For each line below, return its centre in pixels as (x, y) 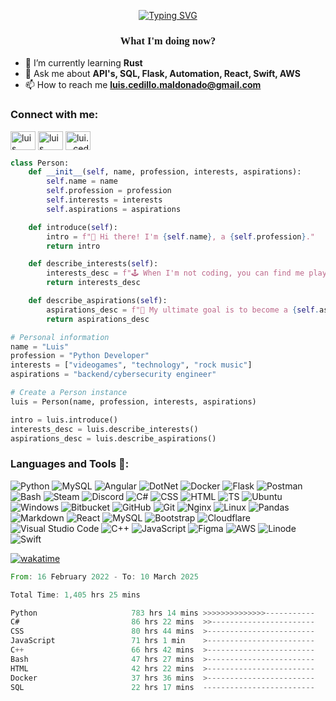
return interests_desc (93, 283)
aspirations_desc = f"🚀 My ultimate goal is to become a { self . (183, 310)
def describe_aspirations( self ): (98, 301)
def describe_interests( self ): (93, 264)
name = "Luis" (40, 346)
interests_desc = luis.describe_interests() (104, 429)
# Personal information (60, 337)
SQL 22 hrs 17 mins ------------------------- (162, 687)
